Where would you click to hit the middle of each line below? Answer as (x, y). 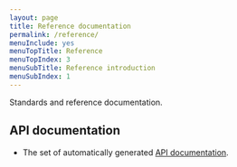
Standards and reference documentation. (86, 102)
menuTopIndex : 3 (40, 60)
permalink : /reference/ (54, 34)
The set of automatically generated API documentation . (125, 152)
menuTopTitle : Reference (56, 51)
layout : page (34, 18)
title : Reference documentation (70, 26)
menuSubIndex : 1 (40, 77)
